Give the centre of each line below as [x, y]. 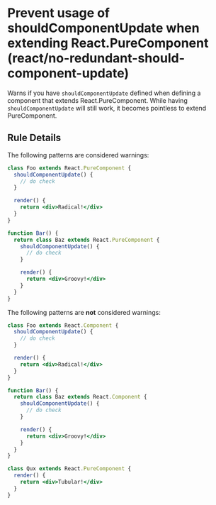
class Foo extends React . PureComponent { [69, 168]
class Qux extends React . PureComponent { [69, 469]
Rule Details [34, 138]
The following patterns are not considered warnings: [84, 312]
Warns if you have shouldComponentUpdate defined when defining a [104, 93]
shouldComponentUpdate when [103, 28]
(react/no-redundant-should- [96, 59]
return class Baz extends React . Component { [80, 397]
